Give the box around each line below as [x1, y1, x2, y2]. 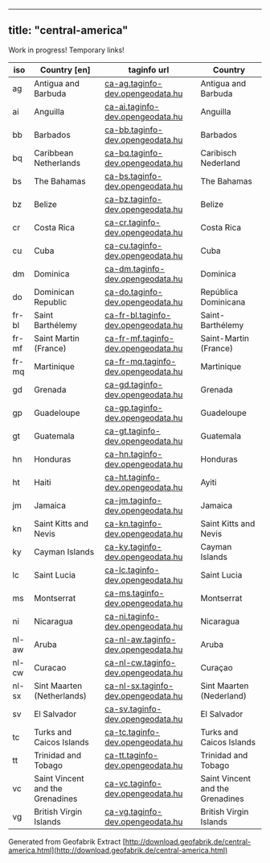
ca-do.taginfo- [104, 286, 163, 297]
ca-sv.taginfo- [104, 703, 162, 714]
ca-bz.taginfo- [104, 193, 162, 205]
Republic [33, 296, 67, 307]
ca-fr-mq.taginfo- [104, 355, 177, 367]
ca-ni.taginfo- [104, 610, 160, 621]
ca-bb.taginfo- [104, 124, 163, 135]
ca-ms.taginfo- [104, 587, 165, 599]
